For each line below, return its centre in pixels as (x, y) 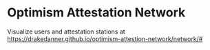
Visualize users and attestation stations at (66, 32)
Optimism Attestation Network (96, 13)
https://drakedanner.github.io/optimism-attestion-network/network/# (105, 38)
